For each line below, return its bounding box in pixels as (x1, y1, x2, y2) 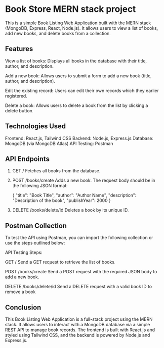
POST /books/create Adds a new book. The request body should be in (12, 177, 156, 184)
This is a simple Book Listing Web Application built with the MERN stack (5, 20, 151, 26)
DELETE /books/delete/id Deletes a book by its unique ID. (12, 207, 129, 213)
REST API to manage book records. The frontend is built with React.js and (5, 327, 155, 333)
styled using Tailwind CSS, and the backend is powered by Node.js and (5, 332, 150, 338)
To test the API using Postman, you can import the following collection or (5, 235, 153, 241)
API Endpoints (5, 154, 50, 163)
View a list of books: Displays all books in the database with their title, (5, 58, 147, 64)
